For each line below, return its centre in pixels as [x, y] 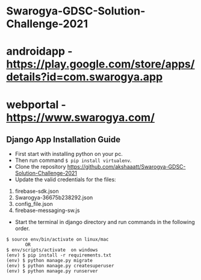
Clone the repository [40, 167]
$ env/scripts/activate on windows [52, 250]
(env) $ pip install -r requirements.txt [59, 255]
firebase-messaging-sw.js [47, 210]
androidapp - [39, 51]
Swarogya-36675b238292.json [54, 198]
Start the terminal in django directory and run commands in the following [105, 222]
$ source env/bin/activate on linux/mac [58, 240]
